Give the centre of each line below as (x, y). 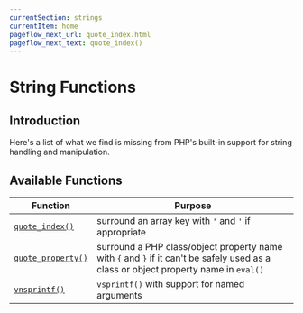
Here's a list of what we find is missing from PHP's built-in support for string (151, 143)
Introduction (45, 120)
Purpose (193, 206)
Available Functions (66, 180)
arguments (119, 296)
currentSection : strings (56, 18)
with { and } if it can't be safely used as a (183, 258)
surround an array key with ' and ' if (173, 221)
